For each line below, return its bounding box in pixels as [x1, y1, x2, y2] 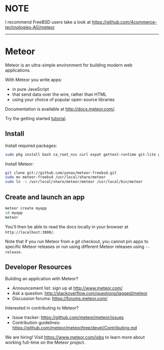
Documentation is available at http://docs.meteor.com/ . [5, 106, 116, 112]
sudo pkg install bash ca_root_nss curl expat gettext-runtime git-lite [5, 152, 156, 157]
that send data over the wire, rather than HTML [12, 91, 107, 97]
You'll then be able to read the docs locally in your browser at [5, 224, 128, 229]
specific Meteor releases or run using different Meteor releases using [5, 244, 144, 249]
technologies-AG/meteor [5, 24, 55, 30]
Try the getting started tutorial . [5, 115, 67, 121]
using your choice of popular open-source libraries [12, 96, 115, 103]
